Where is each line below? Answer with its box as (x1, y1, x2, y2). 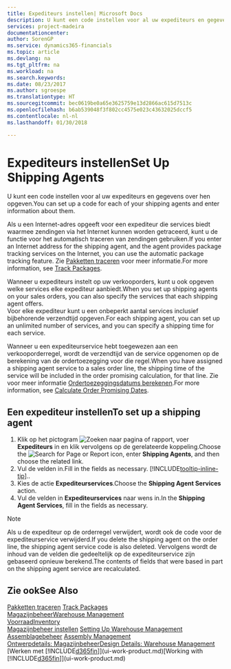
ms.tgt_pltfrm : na (7, 61, 60, 68)
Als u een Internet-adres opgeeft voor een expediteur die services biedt (7, 220, 211, 228)
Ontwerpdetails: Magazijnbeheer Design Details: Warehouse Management (7, 639, 215, 648)
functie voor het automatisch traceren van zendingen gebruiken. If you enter (7, 235, 222, 243)
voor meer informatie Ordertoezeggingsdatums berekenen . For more (7, 379, 200, 387)
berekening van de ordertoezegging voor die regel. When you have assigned (7, 357, 223, 366)
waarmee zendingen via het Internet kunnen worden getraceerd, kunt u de (7, 228, 218, 236)
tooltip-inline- (179, 465, 219, 473)
